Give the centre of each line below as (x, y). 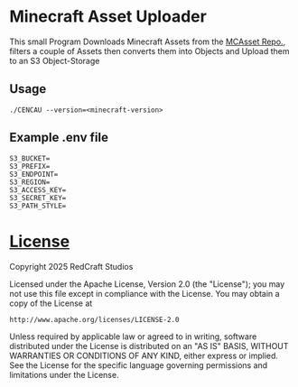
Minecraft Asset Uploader (108, 17)
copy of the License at (51, 303)
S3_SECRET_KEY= (38, 198)
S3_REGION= (30, 182)
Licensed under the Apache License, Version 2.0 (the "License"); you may (147, 284)
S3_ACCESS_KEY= (38, 190)
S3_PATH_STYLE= (38, 206)
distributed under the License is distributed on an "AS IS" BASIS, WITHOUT (149, 346)
